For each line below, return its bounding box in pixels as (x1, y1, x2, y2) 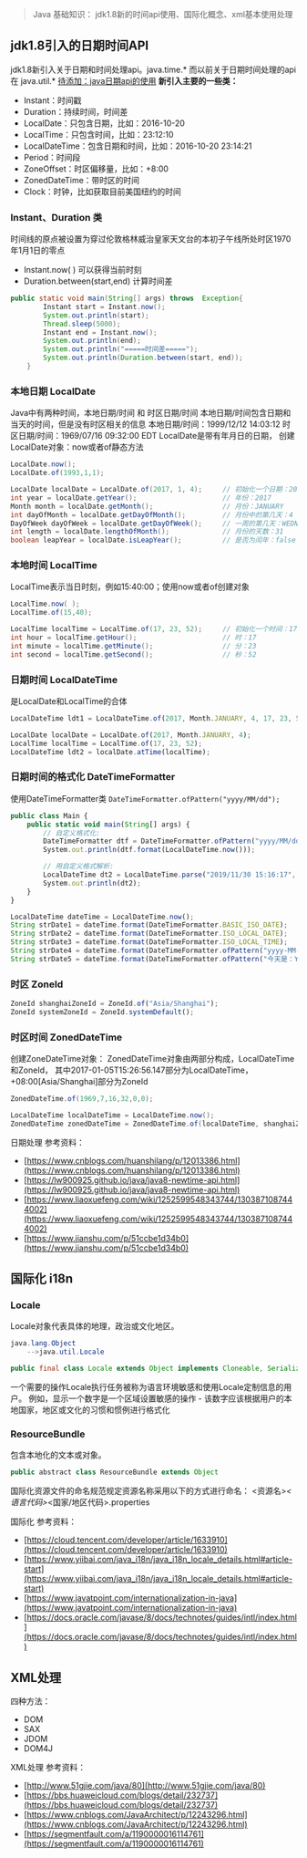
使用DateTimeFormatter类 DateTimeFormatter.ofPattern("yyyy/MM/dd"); (10, 793, 281, 804)
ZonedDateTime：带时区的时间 (23, 174, 140, 185)
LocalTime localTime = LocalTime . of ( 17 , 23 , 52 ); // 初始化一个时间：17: (10, 625, 302, 634)
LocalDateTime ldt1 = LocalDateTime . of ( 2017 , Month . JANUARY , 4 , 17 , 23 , (10, 714, 292, 723)
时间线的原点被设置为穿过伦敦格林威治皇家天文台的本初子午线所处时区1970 (10, 234, 292, 244)
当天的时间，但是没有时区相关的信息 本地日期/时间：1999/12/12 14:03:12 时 (10, 419, 291, 430)
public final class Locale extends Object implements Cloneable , (10, 1364, 263, 1374)
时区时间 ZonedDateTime (10, 1031, 123, 1043)
